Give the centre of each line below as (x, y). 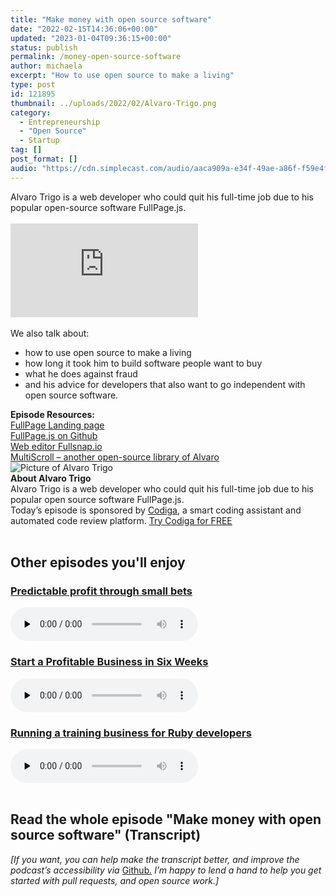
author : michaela (46, 66)
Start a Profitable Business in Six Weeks (109, 662)
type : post (33, 85)
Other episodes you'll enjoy (98, 562)
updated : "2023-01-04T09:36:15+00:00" (91, 38)
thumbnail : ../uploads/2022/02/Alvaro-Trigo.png (113, 103)
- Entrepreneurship (60, 122)
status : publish (44, 47)
